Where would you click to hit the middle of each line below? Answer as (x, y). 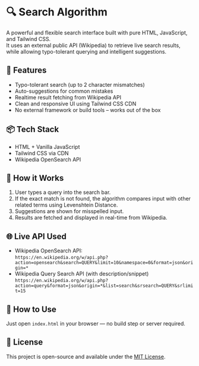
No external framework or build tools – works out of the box (88, 110)
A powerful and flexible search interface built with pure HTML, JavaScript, (97, 32)
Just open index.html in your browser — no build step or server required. (96, 323)
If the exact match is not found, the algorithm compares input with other (103, 199)
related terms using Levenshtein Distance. (66, 205)
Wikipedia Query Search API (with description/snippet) (82, 274)
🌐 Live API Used (37, 236)
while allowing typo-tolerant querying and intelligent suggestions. (86, 51)
